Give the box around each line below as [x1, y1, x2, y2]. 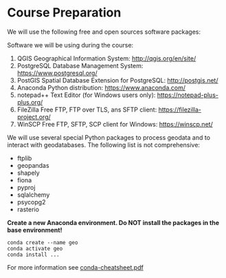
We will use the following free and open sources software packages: [7, 28, 201, 36]
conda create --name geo [7, 239, 78, 246]
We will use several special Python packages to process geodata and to [7, 133, 211, 142]
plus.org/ [16, 98, 43, 106]
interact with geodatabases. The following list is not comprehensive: [7, 140, 201, 149]
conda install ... [7, 251, 60, 258]
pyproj [16, 183, 36, 191]
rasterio [16, 205, 40, 213]
